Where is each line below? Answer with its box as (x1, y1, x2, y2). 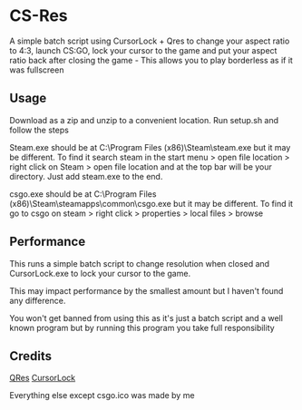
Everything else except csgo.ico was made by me (9, 390, 195, 401)
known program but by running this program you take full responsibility (9, 322, 275, 333)
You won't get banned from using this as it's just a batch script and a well (9, 312, 284, 323)
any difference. (9, 295, 66, 306)
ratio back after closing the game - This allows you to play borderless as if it (9, 54, 293, 65)
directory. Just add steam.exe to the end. (9, 171, 163, 181)
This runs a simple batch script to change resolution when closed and (9, 258, 270, 268)
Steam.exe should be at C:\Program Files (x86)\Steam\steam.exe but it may (9, 142, 291, 152)
